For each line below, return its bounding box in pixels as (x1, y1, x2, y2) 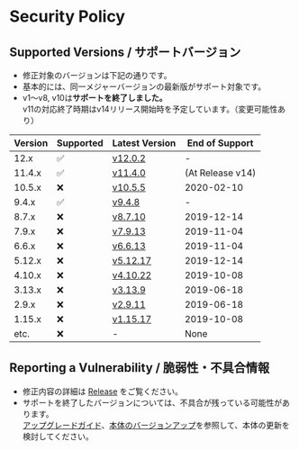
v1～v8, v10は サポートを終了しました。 (22, 93, 168, 103)
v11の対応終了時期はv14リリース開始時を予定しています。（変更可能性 (22, 103, 278, 114)
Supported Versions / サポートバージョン (9, 44, 241, 59)
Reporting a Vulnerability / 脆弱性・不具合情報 (9, 360, 270, 375)
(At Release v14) (184, 166, 257, 179)
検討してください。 (22, 430, 94, 442)
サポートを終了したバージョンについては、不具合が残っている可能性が (22, 397, 283, 408)
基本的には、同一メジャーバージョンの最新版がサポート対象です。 (22, 81, 267, 92)
